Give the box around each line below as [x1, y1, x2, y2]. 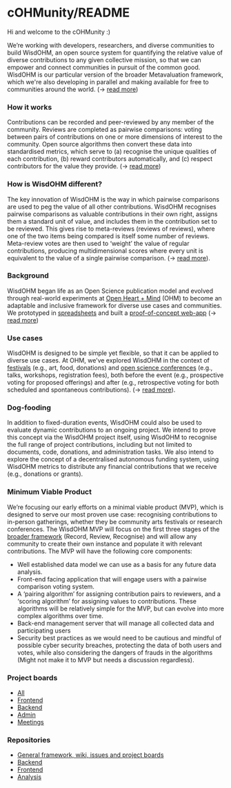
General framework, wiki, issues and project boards [17, 751, 164, 759]
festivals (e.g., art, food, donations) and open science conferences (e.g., [7, 364, 213, 372]
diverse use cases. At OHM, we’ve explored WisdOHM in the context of [7, 356, 210, 365]
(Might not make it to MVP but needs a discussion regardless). [17, 655, 194, 664]
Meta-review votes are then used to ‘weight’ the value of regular [7, 239, 190, 247]
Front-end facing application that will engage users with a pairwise [17, 575, 207, 583]
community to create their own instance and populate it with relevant [7, 539, 203, 548]
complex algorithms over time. [17, 611, 103, 619]
